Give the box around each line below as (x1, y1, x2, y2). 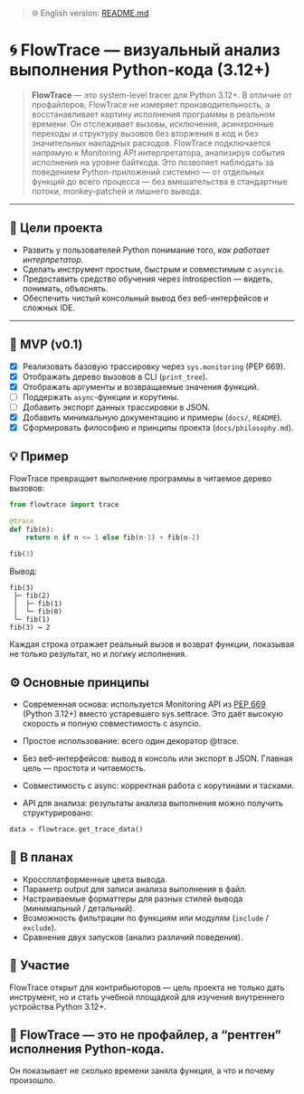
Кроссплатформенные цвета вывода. (22, 873, 167, 885)
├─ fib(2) (13, 592, 51, 601)
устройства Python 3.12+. (9, 1001, 107, 1012)
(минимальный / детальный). (22, 902, 136, 913)
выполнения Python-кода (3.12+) (9, 60, 271, 81)
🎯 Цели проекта (9, 221, 103, 236)
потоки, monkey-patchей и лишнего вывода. (31, 186, 203, 196)
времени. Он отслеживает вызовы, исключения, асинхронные (31, 118, 274, 129)
